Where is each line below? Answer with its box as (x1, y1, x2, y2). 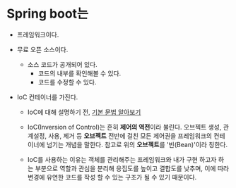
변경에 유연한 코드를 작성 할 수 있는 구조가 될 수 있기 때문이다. (27, 173, 197, 181)
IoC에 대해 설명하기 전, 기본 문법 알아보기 (27, 108, 141, 116)
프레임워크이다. (16, 30, 59, 39)
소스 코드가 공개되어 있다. (27, 60, 98, 68)
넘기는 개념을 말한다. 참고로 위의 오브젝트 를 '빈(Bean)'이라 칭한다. (46, 140, 228, 149)
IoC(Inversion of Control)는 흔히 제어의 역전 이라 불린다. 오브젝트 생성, (27, 123, 222, 131)
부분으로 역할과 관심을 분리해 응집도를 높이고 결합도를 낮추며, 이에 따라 (35, 164, 230, 173)
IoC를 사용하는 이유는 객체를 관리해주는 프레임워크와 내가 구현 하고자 (27, 155, 217, 163)
